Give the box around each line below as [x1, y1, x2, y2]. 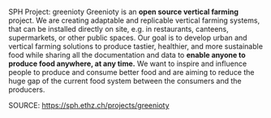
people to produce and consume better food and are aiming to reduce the [8, 68, 255, 76]
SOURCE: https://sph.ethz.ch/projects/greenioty [8, 101, 170, 110]
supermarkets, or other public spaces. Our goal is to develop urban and [8, 33, 247, 42]
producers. [8, 85, 45, 94]
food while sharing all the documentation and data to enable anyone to [8, 50, 246, 59]
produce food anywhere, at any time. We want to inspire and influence [8, 59, 247, 68]
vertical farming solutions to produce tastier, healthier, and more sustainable [8, 42, 264, 51]
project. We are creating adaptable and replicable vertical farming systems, [8, 15, 260, 25]
